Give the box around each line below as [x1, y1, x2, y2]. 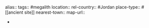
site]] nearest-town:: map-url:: [24, 9, 85, 15]
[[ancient [5, 9, 24, 15]
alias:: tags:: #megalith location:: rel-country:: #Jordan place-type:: [5, 4, 141, 10]
